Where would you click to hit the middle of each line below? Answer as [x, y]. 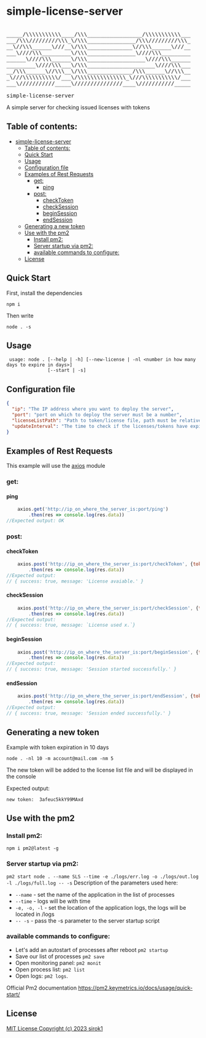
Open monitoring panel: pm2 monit [58, 962]
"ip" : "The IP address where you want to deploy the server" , [93, 409]
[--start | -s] [67, 370]
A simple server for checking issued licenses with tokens [78, 107]
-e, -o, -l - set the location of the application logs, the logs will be [101, 907]
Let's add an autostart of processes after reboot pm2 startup [92, 950]
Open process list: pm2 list [50, 969]
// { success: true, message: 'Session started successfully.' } [91, 669]
